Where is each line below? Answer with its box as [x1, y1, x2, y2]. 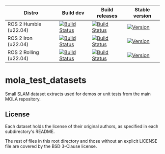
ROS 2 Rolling [7, 49, 39, 55]
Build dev [62, 9, 84, 16]
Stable [134, 6, 150, 13]
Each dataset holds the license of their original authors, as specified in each [5, 123, 159, 129]
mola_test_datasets [5, 75, 87, 86]
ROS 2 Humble [7, 21, 42, 27]
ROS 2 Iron [7, 35, 33, 41]
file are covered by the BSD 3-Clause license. [5, 143, 97, 149]
